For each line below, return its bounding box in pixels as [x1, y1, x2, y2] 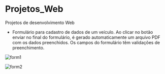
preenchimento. [12, 45, 45, 50]
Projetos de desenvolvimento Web [5, 20, 75, 25]
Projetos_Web [5, 3, 64, 15]
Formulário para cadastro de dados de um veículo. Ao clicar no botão [12, 29, 153, 35]
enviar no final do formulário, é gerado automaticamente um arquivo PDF [12, 34, 161, 40]
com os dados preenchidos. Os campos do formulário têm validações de [12, 39, 160, 45]
